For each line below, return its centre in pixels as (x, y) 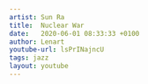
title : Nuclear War (47, 25)
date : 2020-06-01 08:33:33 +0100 (74, 33)
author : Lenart (37, 42)
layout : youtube (39, 66)
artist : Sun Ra (37, 17)
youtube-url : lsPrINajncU (56, 50)
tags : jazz (29, 58)
